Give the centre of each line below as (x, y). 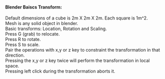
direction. (15, 55)
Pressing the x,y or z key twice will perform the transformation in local (77, 60)
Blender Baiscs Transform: (34, 7)
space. (12, 66)
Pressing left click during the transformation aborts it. (60, 71)
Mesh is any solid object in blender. (42, 23)
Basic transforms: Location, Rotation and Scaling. (56, 29)
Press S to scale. (23, 44)
